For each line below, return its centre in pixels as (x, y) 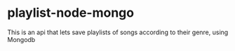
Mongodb (21, 39)
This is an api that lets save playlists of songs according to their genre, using (118, 32)
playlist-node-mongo (71, 13)
